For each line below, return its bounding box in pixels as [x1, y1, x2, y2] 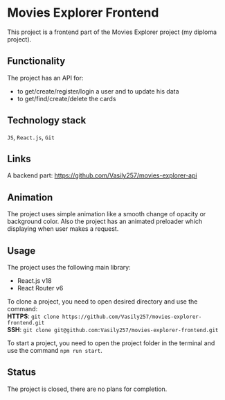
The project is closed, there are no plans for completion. [7, 385, 168, 393]
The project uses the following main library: [7, 263, 131, 271]
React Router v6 [17, 284, 64, 292]
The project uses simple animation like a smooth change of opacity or [7, 210, 206, 218]
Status [7, 366, 37, 379]
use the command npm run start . [7, 347, 102, 354]
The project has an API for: [7, 73, 84, 82]
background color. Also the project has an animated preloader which [7, 217, 203, 226]
